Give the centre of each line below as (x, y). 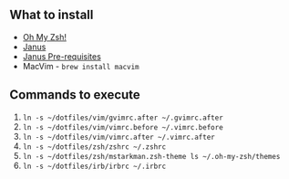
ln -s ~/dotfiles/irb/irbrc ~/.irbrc (94, 166)
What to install (52, 15)
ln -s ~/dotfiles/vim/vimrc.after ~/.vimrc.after (119, 137)
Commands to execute (75, 95)
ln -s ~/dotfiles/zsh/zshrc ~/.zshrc (94, 147)
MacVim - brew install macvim (81, 66)
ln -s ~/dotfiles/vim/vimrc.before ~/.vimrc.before (123, 127)
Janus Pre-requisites (62, 56)
